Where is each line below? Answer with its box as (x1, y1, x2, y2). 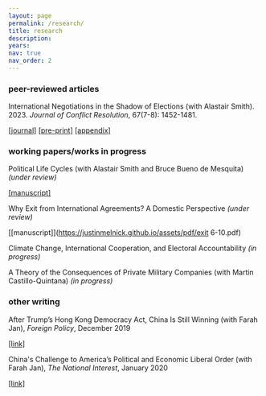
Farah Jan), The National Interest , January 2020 (8, 363, 169, 373)
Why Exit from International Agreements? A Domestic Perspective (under (8, 204, 250, 213)
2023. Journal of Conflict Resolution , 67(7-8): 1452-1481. (8, 110, 198, 120)
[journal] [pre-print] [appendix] (8, 126, 111, 135)
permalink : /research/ (8, 19, 84, 27)
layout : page (8, 11, 52, 20)
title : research (8, 27, 63, 35)
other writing (8, 296, 60, 307)
